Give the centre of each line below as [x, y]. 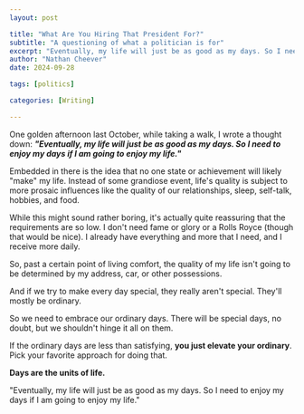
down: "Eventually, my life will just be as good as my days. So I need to [145, 144]
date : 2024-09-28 [42, 68]
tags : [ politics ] [42, 84]
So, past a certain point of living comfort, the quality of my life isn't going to [150, 264]
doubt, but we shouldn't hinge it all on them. [91, 328]
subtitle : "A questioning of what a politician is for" [117, 43]
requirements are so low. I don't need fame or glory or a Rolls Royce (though [152, 226]
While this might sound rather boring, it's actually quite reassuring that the [147, 217]
